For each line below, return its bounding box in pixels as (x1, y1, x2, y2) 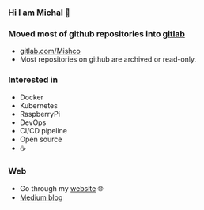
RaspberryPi (19, 109, 61, 118)
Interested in (8, 74, 58, 85)
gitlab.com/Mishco (19, 47, 81, 56)
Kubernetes (19, 100, 58, 110)
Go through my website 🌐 (19, 183, 104, 193)
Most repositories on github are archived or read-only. (19, 54, 197, 64)
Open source (19, 134, 62, 144)
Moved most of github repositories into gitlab (8, 28, 186, 39)
